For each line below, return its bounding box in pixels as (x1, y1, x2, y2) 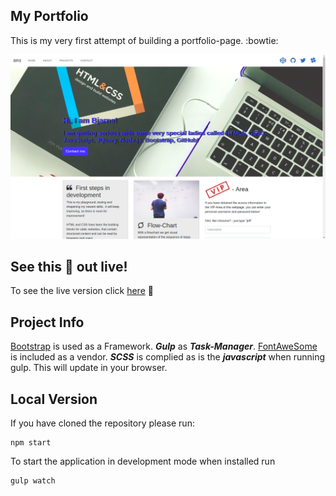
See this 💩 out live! (10, 259, 128, 276)
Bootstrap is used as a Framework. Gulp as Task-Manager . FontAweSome (10, 340, 318, 353)
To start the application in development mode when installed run (10, 455, 276, 468)
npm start (10, 438, 52, 448)
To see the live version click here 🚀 (10, 285, 154, 297)
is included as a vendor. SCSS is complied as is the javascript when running (10, 351, 326, 363)
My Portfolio (10, 8, 89, 25)
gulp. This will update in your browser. (10, 362, 168, 374)
